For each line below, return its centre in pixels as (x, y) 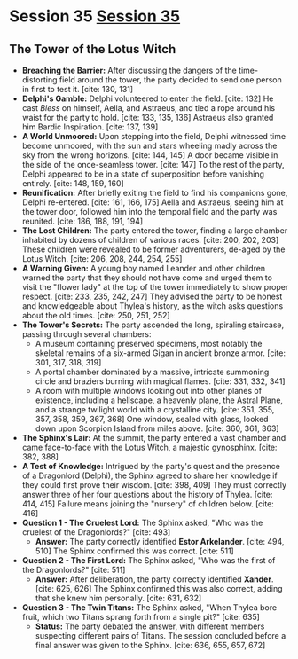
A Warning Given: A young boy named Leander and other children (144, 268)
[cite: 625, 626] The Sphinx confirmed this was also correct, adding (159, 588)
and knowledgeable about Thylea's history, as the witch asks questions (153, 306)
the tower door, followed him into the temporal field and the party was (149, 212)
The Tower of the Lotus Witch (93, 49)
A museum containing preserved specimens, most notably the (149, 344)
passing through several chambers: (87, 334)
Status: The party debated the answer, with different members (150, 626)
